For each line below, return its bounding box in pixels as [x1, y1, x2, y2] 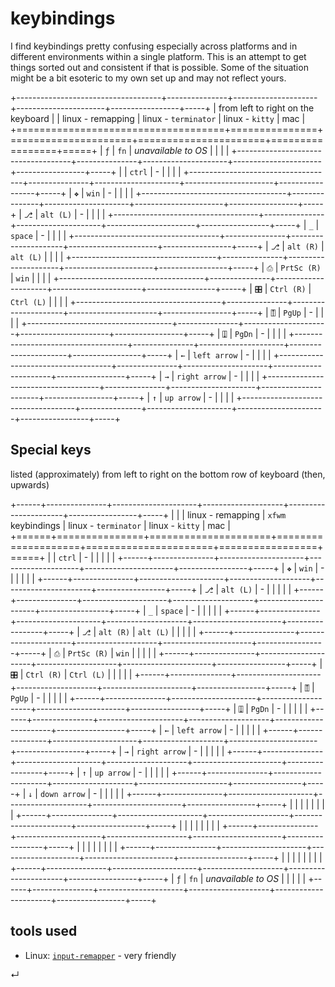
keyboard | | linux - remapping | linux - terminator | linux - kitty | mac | [10, 112, 306, 124]
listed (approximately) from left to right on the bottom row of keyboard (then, [10, 468, 326, 480]
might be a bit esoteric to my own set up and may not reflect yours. [10, 72, 287, 84]
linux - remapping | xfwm [186, 508, 287, 521]
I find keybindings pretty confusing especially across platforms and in [10, 40, 298, 52]
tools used [10, 923, 78, 940]
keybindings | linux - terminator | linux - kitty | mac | [10, 519, 231, 531]
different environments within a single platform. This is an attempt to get [10, 50, 307, 62]
